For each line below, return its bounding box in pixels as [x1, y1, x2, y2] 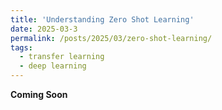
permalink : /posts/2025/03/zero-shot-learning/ [10, 33, 213, 43]
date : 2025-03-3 [10, 24, 78, 34]
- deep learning [19, 61, 87, 71]
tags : [10, 42, 33, 53]
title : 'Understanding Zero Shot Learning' [10, 14, 195, 25]
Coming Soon [10, 89, 68, 100]
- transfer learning [19, 52, 105, 62]
